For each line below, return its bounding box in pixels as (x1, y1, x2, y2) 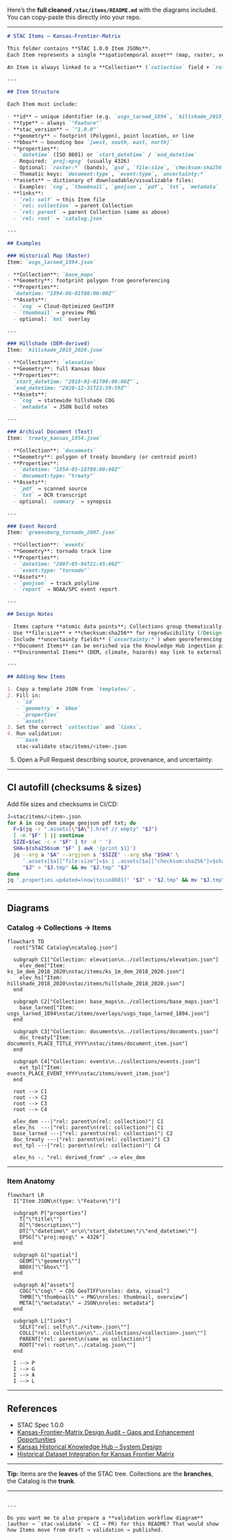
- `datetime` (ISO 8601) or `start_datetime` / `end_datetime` (13, 151, 197, 158)
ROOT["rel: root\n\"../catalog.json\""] (19, 1342, 136, 1349)
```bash (16, 736, 38, 744)
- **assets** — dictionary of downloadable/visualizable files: (7, 177, 194, 184)
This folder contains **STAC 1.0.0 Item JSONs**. (7, 45, 152, 52)
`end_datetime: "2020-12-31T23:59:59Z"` (13, 384, 130, 391)
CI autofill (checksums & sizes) (7, 782, 142, 793)
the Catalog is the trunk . (7, 1477, 76, 1485)
